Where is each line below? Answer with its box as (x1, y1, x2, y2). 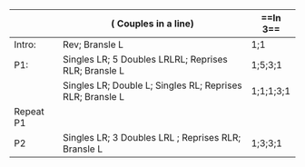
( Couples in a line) (111, 17, 194, 30)
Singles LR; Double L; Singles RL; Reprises (63, 79, 242, 92)
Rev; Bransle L (63, 38, 124, 51)
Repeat (14, 105, 44, 117)
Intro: (14, 38, 36, 51)
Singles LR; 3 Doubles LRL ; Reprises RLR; (63, 132, 241, 143)
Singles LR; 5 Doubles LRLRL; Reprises (63, 54, 229, 65)
